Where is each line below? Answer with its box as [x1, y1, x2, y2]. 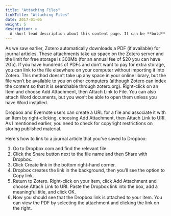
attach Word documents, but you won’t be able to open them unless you [5, 94, 157, 100]
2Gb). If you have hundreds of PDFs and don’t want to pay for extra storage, [5, 62, 165, 67]
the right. [12, 205, 32, 211]
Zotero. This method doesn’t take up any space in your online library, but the [5, 73, 166, 78]
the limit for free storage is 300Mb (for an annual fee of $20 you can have [5, 56, 161, 62]
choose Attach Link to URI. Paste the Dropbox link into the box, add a [12, 183, 158, 189]
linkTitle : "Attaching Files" [5, 12, 70, 17]
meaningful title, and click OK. [12, 189, 76, 195]
